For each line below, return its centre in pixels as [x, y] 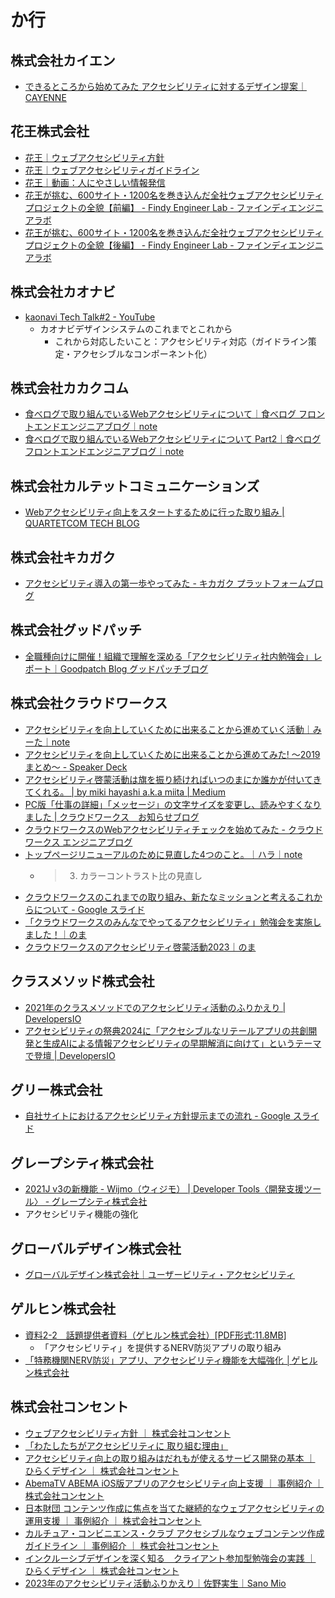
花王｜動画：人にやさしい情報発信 [95, 182]
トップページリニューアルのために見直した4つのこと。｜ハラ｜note [163, 854]
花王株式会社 [50, 131]
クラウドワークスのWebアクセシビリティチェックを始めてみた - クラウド [173, 829]
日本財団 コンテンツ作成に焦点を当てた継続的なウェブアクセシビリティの [174, 1508]
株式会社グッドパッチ [76, 630]
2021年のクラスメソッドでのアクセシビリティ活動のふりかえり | [155, 1007]
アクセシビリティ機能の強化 [81, 1214]
